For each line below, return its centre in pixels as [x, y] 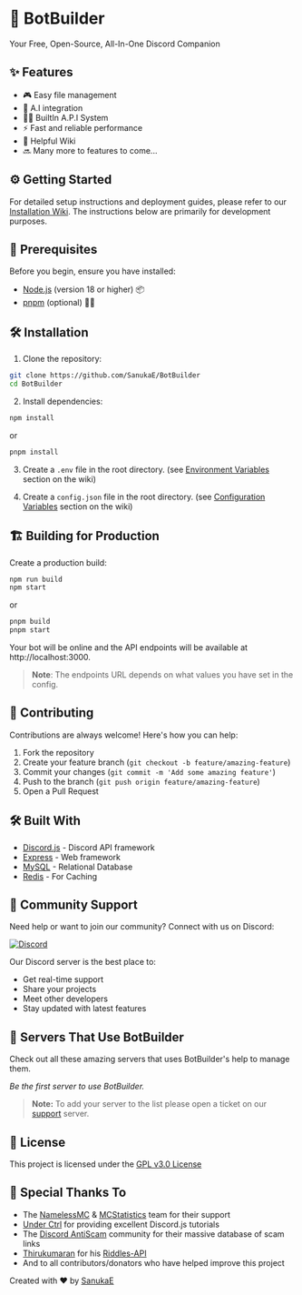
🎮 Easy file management [69, 95]
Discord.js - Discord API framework [89, 847]
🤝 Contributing [52, 713]
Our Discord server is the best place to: [83, 962]
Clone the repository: [62, 359]
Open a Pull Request [61, 791]
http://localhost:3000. [50, 657]
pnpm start [30, 630]
